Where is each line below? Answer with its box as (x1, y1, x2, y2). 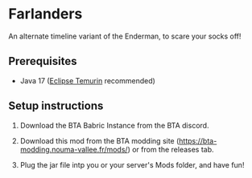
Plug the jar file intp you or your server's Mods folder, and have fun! (19, 160, 245, 169)
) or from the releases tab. (127, 144, 215, 154)
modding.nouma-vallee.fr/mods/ (19, 144, 128, 154)
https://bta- (178, 136, 217, 145)
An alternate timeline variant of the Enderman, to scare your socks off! (8, 31, 242, 41)
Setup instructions (8, 99, 104, 113)
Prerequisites (8, 55, 77, 68)
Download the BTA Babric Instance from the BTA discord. (19, 120, 209, 130)
